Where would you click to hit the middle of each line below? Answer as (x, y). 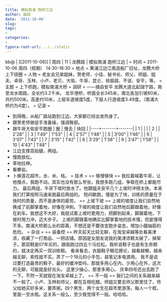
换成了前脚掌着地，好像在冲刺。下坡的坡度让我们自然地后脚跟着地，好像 (86, 207)
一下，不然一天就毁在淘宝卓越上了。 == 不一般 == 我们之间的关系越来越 (86, 276)
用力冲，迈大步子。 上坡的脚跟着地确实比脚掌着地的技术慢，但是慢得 (92, 219)
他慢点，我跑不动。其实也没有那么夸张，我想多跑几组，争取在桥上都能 (84, 182)
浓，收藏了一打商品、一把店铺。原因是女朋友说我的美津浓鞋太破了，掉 (84, 238)
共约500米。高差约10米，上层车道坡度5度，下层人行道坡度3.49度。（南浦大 (82, 99)
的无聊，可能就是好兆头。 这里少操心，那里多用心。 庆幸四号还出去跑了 (86, 269)
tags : (11, 28)
